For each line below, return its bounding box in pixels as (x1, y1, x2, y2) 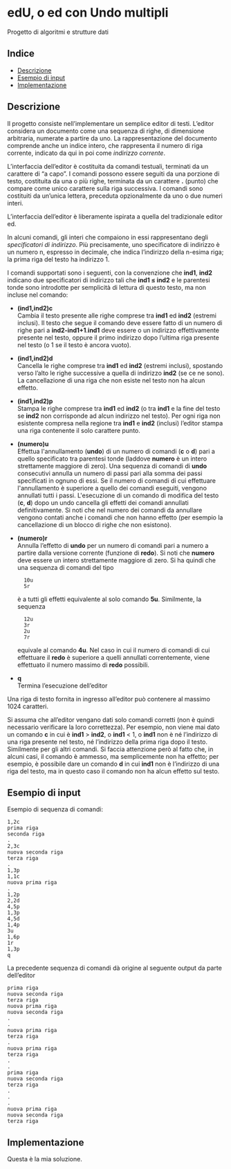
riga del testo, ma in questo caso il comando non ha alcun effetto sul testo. (7, 766, 220, 775)
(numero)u (17, 439, 49, 448)
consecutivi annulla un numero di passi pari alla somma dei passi (17, 469, 203, 477)
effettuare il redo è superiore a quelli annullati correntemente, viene (17, 653, 210, 661)
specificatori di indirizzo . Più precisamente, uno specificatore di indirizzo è (7, 240, 220, 248)
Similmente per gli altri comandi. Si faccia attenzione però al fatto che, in (7, 745, 214, 753)
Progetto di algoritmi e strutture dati (7, 28, 109, 36)
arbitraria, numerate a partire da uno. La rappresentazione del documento (7, 134, 217, 142)
